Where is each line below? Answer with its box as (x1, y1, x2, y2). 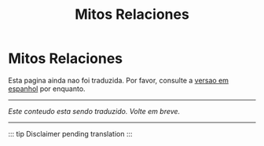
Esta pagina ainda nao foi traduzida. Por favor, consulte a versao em (8, 75, 229, 85)
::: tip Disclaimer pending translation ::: (8, 129, 133, 138)
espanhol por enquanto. (8, 84, 86, 93)
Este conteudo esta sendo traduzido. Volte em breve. (8, 106, 181, 115)
